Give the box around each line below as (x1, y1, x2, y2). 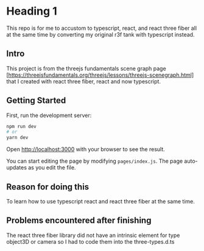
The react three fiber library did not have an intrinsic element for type (6, 232, 180, 239)
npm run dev (6, 123, 37, 129)
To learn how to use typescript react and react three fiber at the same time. (6, 198, 195, 205)
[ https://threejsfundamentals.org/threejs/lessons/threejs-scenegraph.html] (6, 71, 194, 79)
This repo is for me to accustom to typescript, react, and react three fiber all (6, 24, 197, 32)
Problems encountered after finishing (6, 215, 152, 226)
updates (6, 164, 27, 171)
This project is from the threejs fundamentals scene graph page (6, 65, 166, 72)
